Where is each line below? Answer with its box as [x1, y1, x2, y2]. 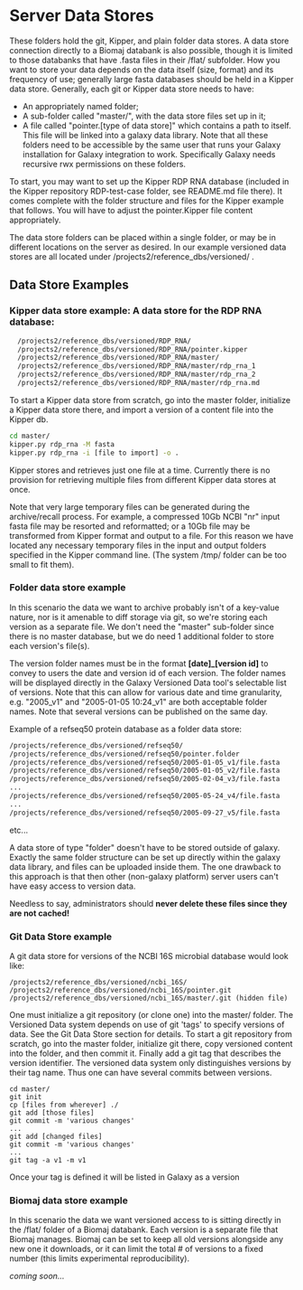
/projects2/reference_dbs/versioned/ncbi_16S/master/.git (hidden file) [9, 993, 289, 1003]
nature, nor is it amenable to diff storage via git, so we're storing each [9, 611, 268, 622]
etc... [9, 824, 29, 835]
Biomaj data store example [9, 1194, 128, 1207]
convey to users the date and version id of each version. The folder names [9, 667, 287, 678]
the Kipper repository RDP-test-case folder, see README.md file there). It [9, 185, 282, 196]
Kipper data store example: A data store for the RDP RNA [9, 305, 262, 317]
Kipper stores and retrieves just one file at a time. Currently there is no [9, 465, 271, 476]
